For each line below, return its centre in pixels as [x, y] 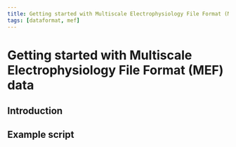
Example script [41, 135]
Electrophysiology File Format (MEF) [116, 70]
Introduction [35, 111]
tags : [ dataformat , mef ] [44, 20]
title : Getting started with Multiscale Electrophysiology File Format [114, 14]
